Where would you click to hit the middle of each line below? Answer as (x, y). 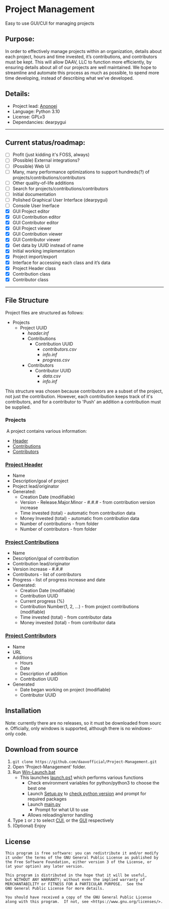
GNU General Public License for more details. (55, 889)
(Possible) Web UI (31, 166)
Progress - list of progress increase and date (59, 580)
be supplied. (18, 407)
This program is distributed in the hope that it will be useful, (76, 875)
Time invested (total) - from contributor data (66, 617)
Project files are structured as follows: (45, 312)
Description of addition (44, 673)
